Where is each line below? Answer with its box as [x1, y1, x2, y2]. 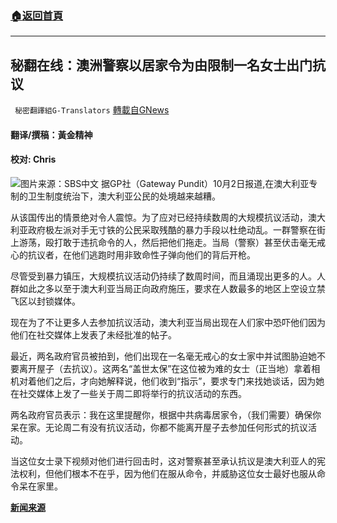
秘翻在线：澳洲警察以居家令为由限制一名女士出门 [10, 57, 313, 74]
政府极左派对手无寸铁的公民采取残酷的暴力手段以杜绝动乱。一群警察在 [27, 223, 317, 236]
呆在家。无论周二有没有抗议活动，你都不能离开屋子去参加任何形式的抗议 [10, 421, 308, 433]
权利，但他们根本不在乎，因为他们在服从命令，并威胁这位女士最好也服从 [18, 467, 317, 479]
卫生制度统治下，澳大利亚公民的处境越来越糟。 [27, 190, 221, 202]
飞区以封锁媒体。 [10, 295, 81, 307]
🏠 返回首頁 [10, 8, 64, 22]
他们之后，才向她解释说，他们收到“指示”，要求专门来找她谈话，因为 [36, 375, 317, 387]
